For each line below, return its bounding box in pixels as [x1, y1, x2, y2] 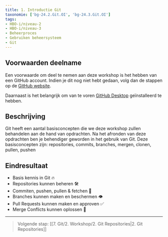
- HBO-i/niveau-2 [5, 21, 41, 27]
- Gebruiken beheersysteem [5, 36, 61, 41]
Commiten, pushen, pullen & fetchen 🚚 [12, 188, 92, 194]
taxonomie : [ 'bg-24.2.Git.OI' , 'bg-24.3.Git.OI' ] [5, 12, 111, 17]
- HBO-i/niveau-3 [5, 26, 41, 31]
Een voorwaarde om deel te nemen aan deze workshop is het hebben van [5, 72, 157, 78]
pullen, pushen [5, 147, 36, 153]
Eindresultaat [5, 161, 48, 170]
